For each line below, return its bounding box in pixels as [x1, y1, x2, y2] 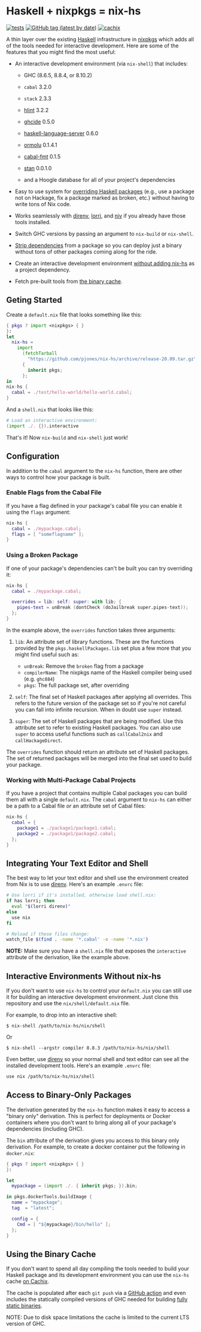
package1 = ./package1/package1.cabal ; [17, 825, 117, 831]
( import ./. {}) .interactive [6, 423, 79, 429]
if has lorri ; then [6, 898, 55, 904]
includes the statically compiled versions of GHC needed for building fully [6, 1296, 188, 1303]
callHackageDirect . [14, 736, 63, 744]
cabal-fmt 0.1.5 [23, 153, 61, 160]
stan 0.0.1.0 [23, 164, 52, 171]
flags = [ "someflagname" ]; [11, 531, 84, 537]
